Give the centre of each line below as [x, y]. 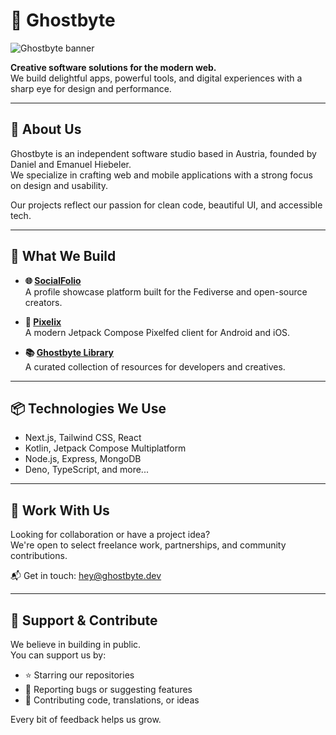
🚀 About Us [46, 129]
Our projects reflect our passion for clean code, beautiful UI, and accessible [166, 205]
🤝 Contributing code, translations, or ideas [112, 700]
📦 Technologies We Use [88, 408]
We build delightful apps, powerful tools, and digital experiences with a [156, 78]
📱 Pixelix [43, 321]
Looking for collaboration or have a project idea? [110, 535]
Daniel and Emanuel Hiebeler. [71, 164]
